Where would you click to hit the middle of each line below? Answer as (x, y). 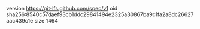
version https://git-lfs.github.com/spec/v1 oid (62, 8)
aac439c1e (20, 21)
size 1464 (46, 21)
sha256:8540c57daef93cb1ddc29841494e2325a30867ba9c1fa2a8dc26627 (100, 14)
